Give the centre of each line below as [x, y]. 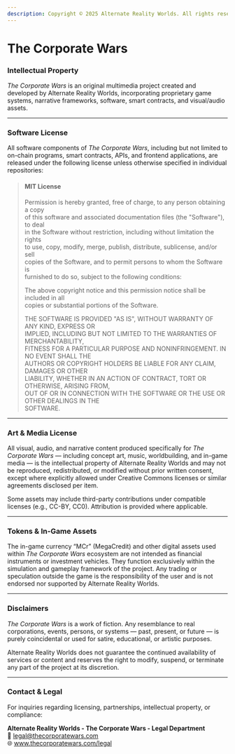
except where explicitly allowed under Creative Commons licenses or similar [117, 478]
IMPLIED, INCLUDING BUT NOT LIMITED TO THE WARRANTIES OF [121, 333]
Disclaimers [28, 609]
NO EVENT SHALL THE [58, 356]
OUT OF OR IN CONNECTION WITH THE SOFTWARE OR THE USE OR [125, 393]
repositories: [26, 170]
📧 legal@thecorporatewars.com [53, 735]
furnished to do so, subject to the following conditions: [103, 276]
